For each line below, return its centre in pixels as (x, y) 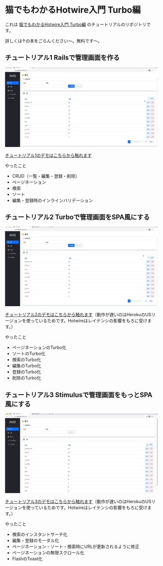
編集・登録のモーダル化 (35, 540)
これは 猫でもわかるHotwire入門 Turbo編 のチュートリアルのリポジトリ (76, 24)
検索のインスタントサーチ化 (40, 534)
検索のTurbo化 (26, 360)
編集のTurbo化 (26, 366)
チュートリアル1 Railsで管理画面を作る (62, 58)
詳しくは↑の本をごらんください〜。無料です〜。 (54, 41)
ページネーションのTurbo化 (39, 348)
